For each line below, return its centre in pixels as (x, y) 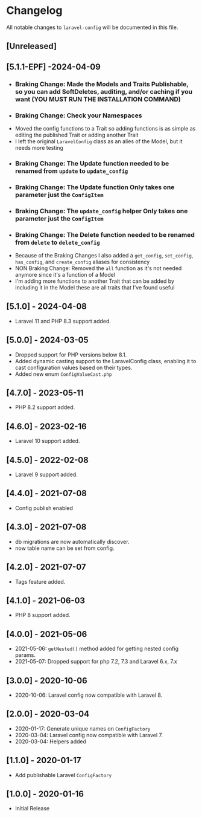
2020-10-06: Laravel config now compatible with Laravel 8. (89, 695)
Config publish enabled (44, 508)
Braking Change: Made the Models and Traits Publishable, (102, 84)
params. (25, 655)
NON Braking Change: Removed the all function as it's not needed (98, 268)
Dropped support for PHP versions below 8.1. (71, 355)
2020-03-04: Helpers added (50, 741)
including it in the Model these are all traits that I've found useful (95, 287)
